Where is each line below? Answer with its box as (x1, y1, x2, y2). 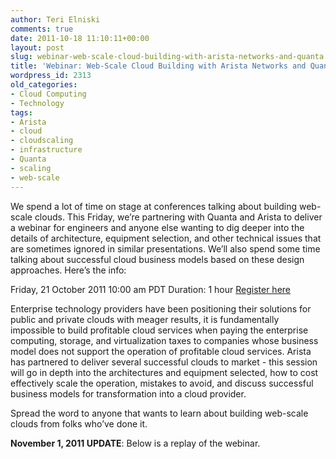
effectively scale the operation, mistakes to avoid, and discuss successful (10, 377, 314, 389)
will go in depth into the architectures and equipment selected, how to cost (10, 366, 319, 378)
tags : (10, 107, 33, 118)
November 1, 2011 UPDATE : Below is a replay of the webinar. (10, 437, 261, 449)
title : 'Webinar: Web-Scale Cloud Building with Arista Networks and (10, 61, 307, 71)
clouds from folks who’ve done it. (10, 417, 148, 430)
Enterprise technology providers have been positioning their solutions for (10, 302, 312, 315)
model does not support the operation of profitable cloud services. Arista (10, 345, 312, 357)
